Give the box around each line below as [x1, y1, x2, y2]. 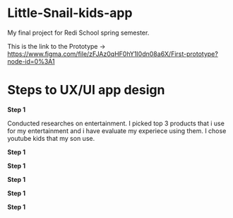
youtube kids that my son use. [7, 134, 95, 142]
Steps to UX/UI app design [7, 82, 165, 98]
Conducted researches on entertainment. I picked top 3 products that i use [7, 119, 225, 127]
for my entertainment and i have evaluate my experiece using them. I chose [7, 126, 227, 135]
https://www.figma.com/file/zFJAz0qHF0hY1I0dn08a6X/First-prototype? [7, 50, 219, 58]
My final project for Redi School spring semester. [7, 28, 150, 37]
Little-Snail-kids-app [7, 5, 133, 21]
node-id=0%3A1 [7, 57, 55, 65]
